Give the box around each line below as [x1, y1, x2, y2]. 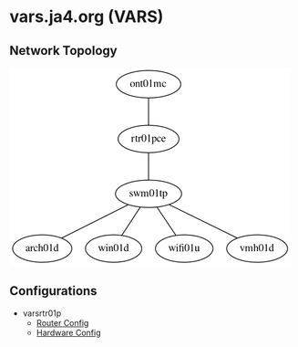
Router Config [36, 317, 89, 328]
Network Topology [9, 43, 118, 58]
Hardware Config [36, 327, 101, 338]
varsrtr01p [22, 308, 62, 319]
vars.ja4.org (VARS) [9, 6, 164, 27]
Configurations [9, 283, 98, 299]
